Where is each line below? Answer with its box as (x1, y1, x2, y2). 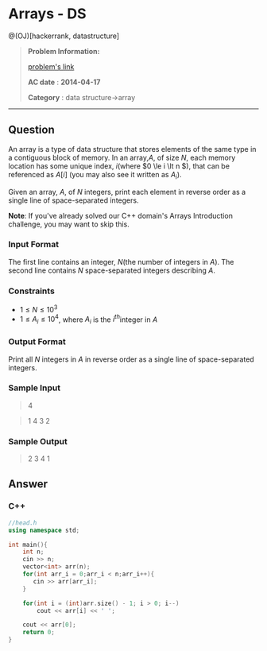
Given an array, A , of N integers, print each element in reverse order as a (8, 187, 246, 196)
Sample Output (8, 436, 68, 447)
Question (8, 123, 55, 137)
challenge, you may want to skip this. (8, 219, 130, 229)
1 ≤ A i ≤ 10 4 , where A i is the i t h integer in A (19, 313, 158, 326)
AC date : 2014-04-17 (27, 77, 101, 87)
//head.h (8, 518, 37, 527)
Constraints (8, 285, 56, 296)
